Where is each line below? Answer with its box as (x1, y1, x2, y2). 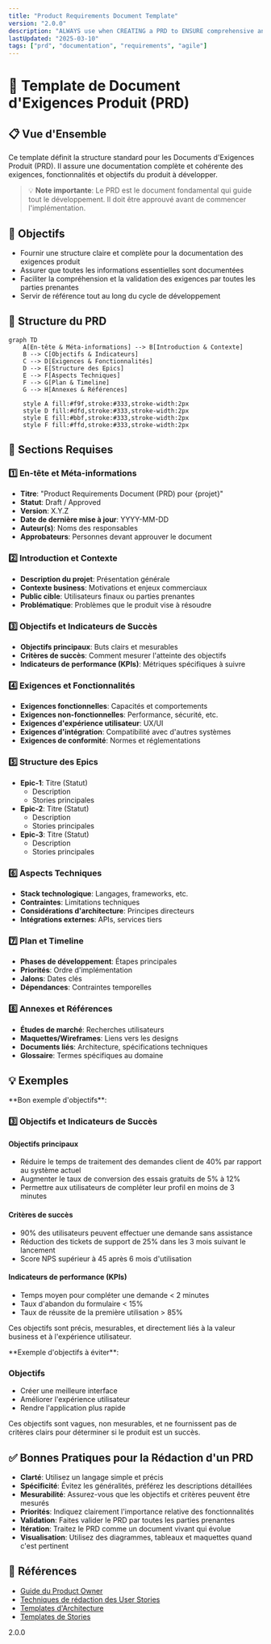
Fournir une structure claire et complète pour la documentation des (19, 248, 244, 257)
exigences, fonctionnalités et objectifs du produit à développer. (8, 170, 218, 180)
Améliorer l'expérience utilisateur (19, 1395, 131, 1405)
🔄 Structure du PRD (8, 315, 107, 328)
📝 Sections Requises (8, 443, 114, 457)
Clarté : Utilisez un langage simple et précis (19, 1472, 164, 1481)
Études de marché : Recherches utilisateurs (19, 1024, 165, 1034)
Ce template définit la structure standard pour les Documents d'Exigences (8, 153, 255, 163)
